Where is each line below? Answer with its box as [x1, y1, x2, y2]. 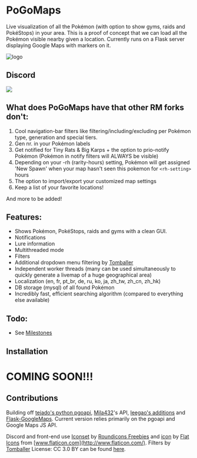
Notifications [14, 234, 46, 241]
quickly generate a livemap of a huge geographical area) [14, 271, 152, 278]
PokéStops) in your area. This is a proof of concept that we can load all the [6, 29, 187, 36]
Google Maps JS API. [6, 422, 58, 429]
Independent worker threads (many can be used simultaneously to [14, 265, 176, 273]
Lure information [14, 240, 55, 247]
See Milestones [14, 329, 52, 336]
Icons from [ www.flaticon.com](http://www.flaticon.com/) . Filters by [6, 439, 171, 446]
